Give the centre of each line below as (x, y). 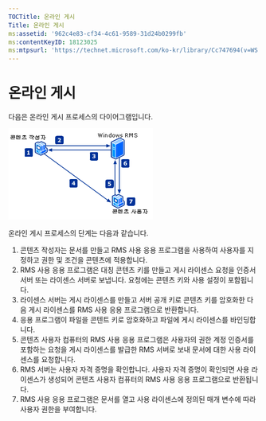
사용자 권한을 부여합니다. (58, 409)
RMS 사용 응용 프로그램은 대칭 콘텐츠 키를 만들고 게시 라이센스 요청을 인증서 (138, 270)
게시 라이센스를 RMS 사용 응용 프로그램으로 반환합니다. (113, 310)
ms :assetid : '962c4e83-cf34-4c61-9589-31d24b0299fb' (98, 33)
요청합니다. (58, 360)
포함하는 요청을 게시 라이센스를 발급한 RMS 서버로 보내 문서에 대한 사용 (130, 349)
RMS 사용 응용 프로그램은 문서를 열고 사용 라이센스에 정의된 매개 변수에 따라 (138, 400)
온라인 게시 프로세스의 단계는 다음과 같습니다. (78, 233)
